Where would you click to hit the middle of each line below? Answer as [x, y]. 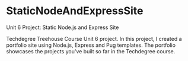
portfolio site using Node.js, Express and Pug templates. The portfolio [91, 45]
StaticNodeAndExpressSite [75, 11]
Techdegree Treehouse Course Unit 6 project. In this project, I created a [94, 38]
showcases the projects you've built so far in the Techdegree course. [91, 51]
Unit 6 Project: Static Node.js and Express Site [63, 27]
